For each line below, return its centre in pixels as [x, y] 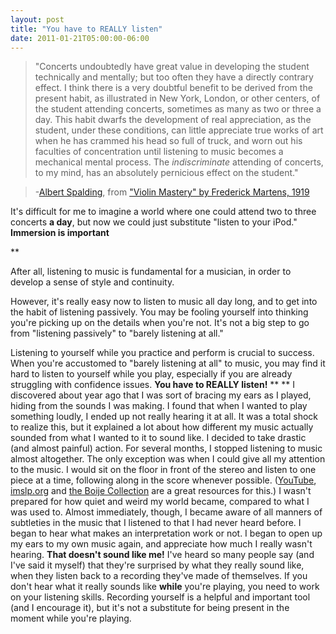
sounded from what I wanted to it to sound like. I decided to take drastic [158, 438]
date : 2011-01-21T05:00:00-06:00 [80, 38]
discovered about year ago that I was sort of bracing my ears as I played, [161, 395]
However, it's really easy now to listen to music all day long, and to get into [164, 302]
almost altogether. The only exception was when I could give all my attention [168, 459]
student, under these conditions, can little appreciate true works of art [179, 130]
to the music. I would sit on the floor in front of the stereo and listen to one [163, 470]
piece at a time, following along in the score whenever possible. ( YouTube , [163, 480]
